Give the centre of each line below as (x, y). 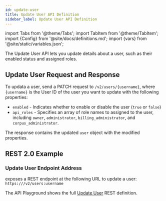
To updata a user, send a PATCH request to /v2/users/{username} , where (80, 87)
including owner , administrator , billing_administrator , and (74, 117)
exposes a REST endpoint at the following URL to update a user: (71, 178)
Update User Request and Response (62, 75)
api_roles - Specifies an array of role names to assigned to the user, (83, 112)
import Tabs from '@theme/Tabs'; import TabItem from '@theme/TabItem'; (82, 33)
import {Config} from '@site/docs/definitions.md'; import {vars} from (76, 38)
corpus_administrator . (35, 123)
